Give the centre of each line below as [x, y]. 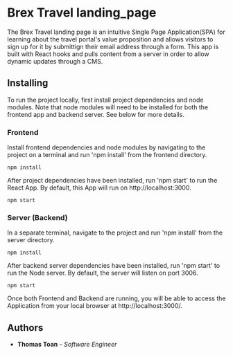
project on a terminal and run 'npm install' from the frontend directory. [107, 155]
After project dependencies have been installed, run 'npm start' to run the [112, 181]
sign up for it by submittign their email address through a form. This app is [113, 46]
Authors [25, 328]
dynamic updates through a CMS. [55, 61]
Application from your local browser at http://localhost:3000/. [95, 306]
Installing [28, 83]
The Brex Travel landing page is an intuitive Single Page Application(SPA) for [116, 32]
